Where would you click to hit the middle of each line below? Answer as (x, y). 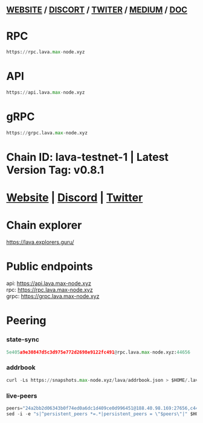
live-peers (22, 396)
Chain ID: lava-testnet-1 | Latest (88, 157)
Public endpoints (50, 267)
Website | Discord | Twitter (75, 198)
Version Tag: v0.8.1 (55, 170)
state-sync (23, 339)
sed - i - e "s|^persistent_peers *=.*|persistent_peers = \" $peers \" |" (97, 414)
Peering (26, 321)
